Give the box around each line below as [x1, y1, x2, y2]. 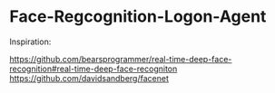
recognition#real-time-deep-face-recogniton [9, 63, 178, 74]
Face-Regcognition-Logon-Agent [9, 6, 267, 27]
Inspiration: [9, 36, 52, 47]
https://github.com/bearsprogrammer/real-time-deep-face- [9, 53, 232, 64]
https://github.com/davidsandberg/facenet [9, 72, 170, 83]
